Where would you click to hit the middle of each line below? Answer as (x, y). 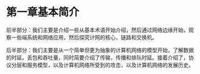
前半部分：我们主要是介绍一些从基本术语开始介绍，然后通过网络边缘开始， (97, 30)
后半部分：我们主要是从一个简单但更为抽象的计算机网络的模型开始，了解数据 (100, 50)
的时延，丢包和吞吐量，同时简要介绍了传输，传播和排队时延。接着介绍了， (97, 57)
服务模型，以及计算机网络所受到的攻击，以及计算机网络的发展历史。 (110, 65)
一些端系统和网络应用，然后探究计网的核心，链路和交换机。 (84, 37)
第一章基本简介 (43, 12)
